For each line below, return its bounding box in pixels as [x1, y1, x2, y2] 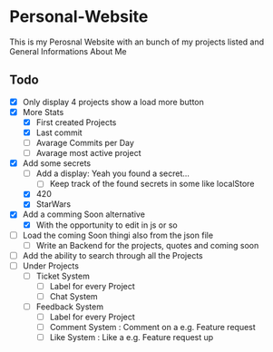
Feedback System [35, 301, 104, 312]
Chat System [49, 290, 98, 301]
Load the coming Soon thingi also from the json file [22, 230, 214, 240]
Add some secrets [22, 158, 92, 169]
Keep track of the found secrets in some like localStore [49, 179, 255, 190]
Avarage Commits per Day [35, 138, 134, 148]
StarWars [35, 199, 71, 210]
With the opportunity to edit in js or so [35, 220, 179, 230]
